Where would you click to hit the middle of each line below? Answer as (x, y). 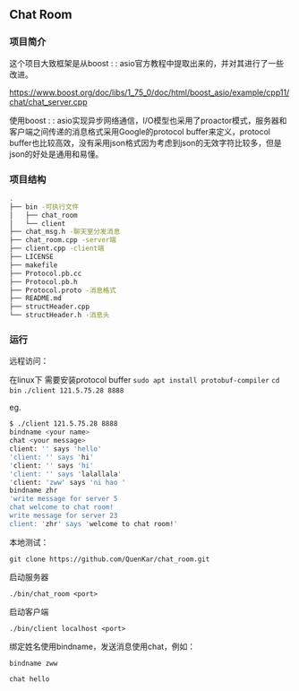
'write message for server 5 (64, 499)
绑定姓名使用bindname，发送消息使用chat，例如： (103, 646)
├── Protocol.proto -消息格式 (63, 290)
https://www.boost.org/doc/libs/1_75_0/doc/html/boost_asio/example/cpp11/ (149, 92)
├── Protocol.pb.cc (46, 273)
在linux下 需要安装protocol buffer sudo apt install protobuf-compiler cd (145, 380)
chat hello (30, 679)
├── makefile (34, 265)
